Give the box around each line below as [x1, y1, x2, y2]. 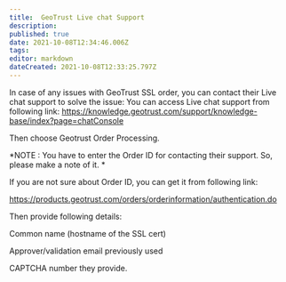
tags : [9, 46, 29, 55]
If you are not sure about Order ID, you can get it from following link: [9, 176, 258, 187]
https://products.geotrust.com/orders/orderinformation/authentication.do [9, 193, 277, 205]
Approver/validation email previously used [9, 246, 163, 256]
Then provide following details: [9, 211, 123, 222]
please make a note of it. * [9, 159, 106, 170]
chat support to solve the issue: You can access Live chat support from [9, 96, 270, 107]
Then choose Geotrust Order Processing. [9, 133, 160, 143]
